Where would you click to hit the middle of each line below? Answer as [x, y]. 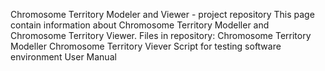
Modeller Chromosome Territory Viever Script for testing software [146, 46]
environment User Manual [63, 57]
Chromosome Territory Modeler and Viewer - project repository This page [162, 14]
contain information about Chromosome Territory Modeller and [140, 25]
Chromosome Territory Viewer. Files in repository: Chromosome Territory [161, 35]
